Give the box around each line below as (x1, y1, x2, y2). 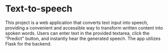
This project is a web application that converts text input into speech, (5, 19, 148, 25)
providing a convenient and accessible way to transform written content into (5, 24, 163, 30)
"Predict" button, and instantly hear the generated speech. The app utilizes (5, 35, 161, 41)
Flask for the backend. (5, 40, 52, 46)
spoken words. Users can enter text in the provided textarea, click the (5, 30, 150, 36)
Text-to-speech (5, 3, 72, 14)
